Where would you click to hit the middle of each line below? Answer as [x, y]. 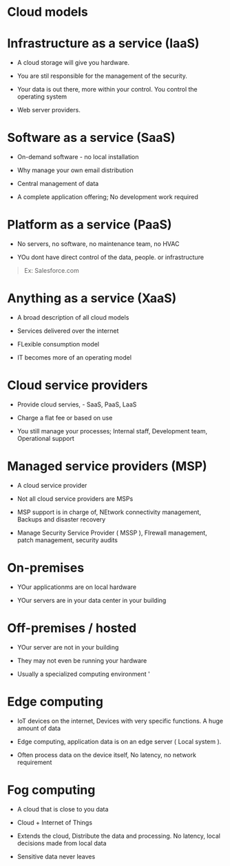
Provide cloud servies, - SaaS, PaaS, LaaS [77, 404]
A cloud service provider [52, 485]
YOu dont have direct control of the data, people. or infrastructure [111, 257]
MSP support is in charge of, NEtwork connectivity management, [109, 512]
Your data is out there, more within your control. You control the [107, 90]
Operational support [45, 438]
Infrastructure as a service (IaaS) [103, 44]
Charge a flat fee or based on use [65, 417]
